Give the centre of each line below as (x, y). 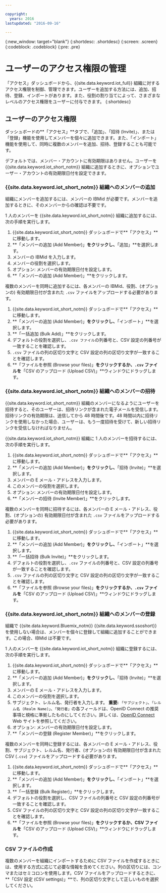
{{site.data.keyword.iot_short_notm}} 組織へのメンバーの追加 (80, 187)
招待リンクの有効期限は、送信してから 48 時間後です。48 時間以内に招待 (80, 415)
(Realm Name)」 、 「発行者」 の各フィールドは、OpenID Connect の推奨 (90, 709)
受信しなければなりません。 (46, 428)
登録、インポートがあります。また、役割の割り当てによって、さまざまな (87, 96)
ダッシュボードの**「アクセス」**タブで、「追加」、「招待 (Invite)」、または (80, 132)
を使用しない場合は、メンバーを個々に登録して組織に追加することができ (79, 632)
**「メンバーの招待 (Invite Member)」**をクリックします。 (72, 498)
